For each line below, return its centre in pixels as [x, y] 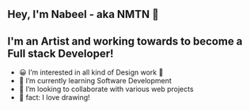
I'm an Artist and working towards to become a [125, 41]
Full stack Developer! [61, 53]
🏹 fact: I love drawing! [54, 97]
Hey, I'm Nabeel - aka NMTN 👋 [83, 15]
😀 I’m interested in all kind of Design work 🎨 [91, 72]
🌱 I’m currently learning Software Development [95, 81]
